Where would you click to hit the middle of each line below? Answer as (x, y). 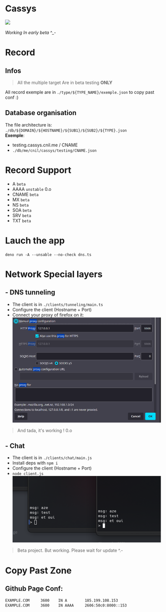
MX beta (21, 199)
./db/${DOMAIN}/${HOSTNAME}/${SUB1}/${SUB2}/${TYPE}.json (66, 131)
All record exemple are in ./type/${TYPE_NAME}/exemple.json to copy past (80, 92)
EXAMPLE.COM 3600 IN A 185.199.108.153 (62, 601)
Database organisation (41, 113)
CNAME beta (25, 194)
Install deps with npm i (35, 463)
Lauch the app (35, 240)
